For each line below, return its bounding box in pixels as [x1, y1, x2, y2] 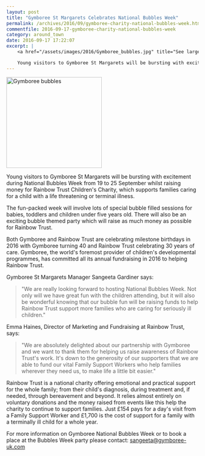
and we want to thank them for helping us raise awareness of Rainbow [21, 348, 198, 355]
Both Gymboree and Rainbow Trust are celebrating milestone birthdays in [6, 235, 191, 243]
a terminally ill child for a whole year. [6, 418, 98, 425]
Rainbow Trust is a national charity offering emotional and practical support [6, 379, 196, 386]
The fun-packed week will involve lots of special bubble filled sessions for [6, 204, 192, 211]
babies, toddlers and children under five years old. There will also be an [6, 210, 187, 218]
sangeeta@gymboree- [129, 436, 187, 444]
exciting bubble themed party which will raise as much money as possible [6, 217, 192, 224]
